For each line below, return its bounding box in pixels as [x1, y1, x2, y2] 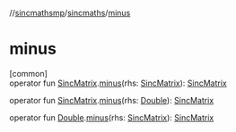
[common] [9, 68, 48, 78]
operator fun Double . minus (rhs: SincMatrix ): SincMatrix [9, 111, 214, 123]
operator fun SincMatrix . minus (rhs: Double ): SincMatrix [9, 95, 214, 105]
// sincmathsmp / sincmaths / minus [9, 8, 131, 18]
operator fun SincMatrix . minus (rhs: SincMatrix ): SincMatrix [9, 78, 227, 88]
